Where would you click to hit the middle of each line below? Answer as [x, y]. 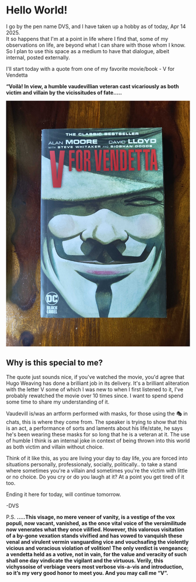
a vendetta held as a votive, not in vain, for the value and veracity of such [97, 554]
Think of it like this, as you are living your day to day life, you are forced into [97, 458]
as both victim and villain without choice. [55, 447]
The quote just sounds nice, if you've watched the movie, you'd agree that [95, 377]
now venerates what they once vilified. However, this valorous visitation [95, 529]
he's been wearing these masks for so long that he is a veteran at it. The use [98, 434]
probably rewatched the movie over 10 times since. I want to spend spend [95, 395]
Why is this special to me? [55, 363]
